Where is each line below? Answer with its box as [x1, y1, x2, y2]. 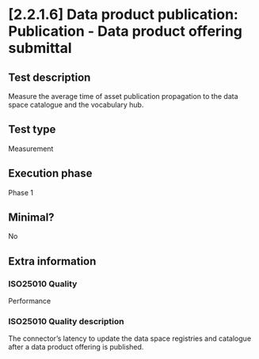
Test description [8, 70, 91, 84]
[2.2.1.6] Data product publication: [8, 6, 239, 24]
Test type [8, 123, 56, 136]
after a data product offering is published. [8, 342, 144, 352]
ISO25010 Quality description [8, 316, 124, 327]
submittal [8, 40, 73, 57]
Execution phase [8, 167, 93, 180]
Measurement [8, 144, 54, 153]
